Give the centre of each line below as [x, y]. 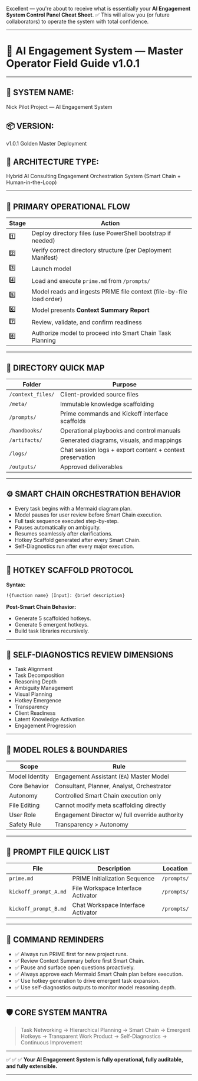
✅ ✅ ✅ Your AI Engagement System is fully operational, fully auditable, [95, 1059]
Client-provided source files [99, 394]
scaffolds [73, 421]
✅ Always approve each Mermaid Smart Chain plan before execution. [99, 974]
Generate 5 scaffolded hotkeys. [53, 618]
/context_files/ [32, 394]
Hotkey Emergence [38, 701]
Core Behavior [29, 786]
